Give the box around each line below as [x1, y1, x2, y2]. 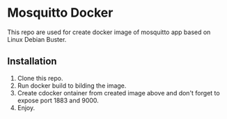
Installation [7, 56, 57, 68]
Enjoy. [17, 103, 36, 112]
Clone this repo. [17, 74, 63, 82]
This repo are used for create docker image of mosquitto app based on [7, 28, 211, 36]
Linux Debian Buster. [7, 35, 67, 43]
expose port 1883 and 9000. [17, 96, 99, 104]
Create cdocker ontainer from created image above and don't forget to [17, 88, 221, 97]
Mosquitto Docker [7, 5, 113, 21]
